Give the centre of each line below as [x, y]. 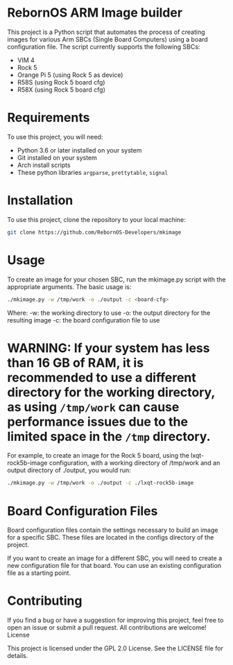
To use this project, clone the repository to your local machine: [96, 219]
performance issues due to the [98, 422]
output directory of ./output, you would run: [69, 470]
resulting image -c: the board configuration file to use [84, 320]
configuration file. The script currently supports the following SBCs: [104, 46]
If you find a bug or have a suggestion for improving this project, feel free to [115, 620]
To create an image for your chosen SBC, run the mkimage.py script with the [116, 279]
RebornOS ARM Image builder [95, 13]
